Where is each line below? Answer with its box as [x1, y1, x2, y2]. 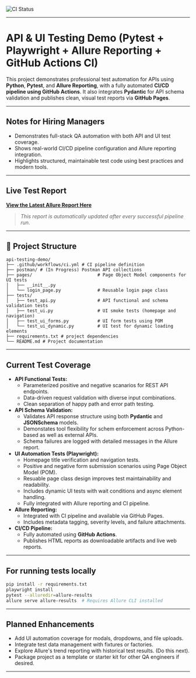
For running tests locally [6, 566, 96, 576]
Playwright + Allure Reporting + [6, 44, 162, 57]
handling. [23, 494, 46, 501]
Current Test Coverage [6, 360, 91, 370]
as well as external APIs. [40, 432, 98, 439]
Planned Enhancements [6, 619, 94, 629]
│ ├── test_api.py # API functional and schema [6, 298, 168, 304]
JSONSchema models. [23, 419, 79, 426]
